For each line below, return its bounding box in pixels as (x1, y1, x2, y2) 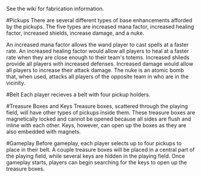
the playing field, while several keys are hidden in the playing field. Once (6, 152, 185, 160)
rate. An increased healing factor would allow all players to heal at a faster (6, 47, 189, 55)
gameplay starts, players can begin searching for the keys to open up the (6, 159, 187, 166)
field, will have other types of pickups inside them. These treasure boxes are (6, 109, 196, 116)
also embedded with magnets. (6, 128, 81, 135)
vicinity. (6, 79, 26, 86)
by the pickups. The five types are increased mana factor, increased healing (6, 23, 194, 30)
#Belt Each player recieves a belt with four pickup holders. (6, 91, 151, 98)
